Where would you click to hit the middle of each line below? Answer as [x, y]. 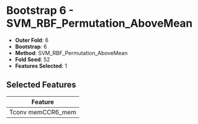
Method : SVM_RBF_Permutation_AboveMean [71, 53]
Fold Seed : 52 [32, 59]
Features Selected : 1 [41, 66]
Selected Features [41, 85]
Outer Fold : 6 [32, 40]
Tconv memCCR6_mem [43, 112]
